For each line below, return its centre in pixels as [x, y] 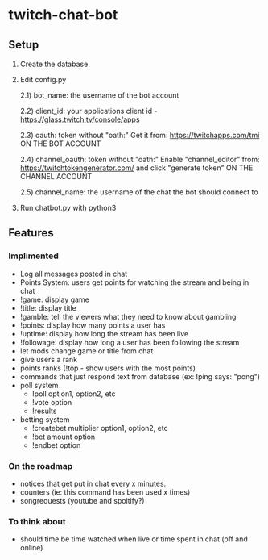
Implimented [33, 256]
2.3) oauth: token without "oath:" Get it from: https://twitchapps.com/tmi [140, 135]
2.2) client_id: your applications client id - [89, 111]
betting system [45, 419]
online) [31, 548]
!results [44, 411]
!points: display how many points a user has [93, 325]
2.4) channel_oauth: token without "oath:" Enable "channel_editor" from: [140, 159]
